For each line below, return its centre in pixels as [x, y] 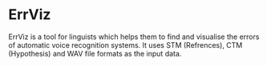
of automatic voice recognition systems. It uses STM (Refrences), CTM [125, 45]
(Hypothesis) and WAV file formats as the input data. [95, 53]
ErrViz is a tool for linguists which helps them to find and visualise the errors [134, 37]
